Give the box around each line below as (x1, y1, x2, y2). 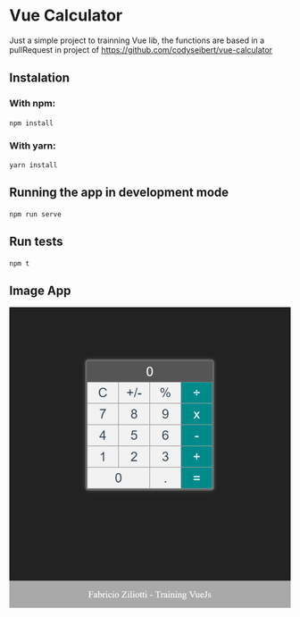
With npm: (9, 97, 56, 110)
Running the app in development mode (9, 185, 229, 200)
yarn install (9, 160, 58, 170)
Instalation (9, 71, 70, 86)
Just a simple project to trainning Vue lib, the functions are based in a (9, 35, 265, 46)
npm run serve (9, 209, 62, 219)
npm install (9, 118, 54, 128)
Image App (9, 283, 71, 298)
